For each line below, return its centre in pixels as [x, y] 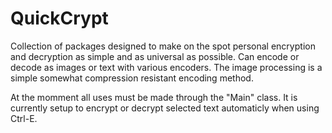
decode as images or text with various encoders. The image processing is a [166, 67]
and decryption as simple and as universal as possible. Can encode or [155, 56]
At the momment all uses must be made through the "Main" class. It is [154, 97]
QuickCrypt [59, 18]
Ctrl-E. [24, 118]
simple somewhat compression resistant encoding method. [132, 78]
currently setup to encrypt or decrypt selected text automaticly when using [165, 108]
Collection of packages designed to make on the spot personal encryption [163, 46]
